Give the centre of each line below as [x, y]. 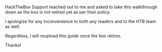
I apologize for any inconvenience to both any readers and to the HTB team [81, 21]
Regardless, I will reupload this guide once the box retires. [63, 36]
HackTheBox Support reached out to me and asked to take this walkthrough [81, 7]
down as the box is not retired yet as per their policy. [58, 12]
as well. [13, 26]
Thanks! [13, 45]
